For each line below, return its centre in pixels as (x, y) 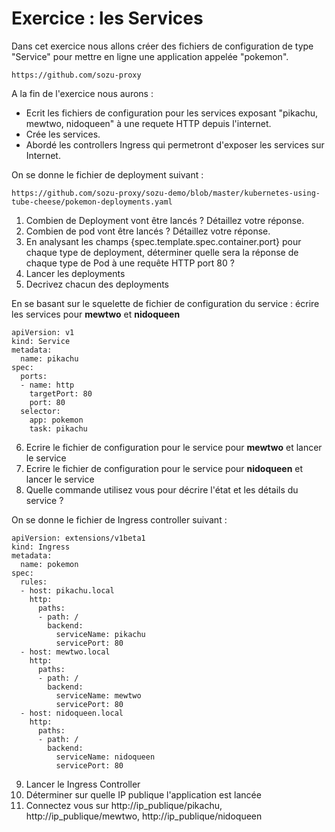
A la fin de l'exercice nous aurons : (82, 93)
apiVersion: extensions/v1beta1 (78, 538)
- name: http (47, 385)
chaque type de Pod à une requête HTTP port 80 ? (130, 263)
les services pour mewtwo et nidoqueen (96, 314)
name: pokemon (49, 564)
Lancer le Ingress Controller (83, 784)
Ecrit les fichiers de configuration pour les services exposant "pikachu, (172, 113)
